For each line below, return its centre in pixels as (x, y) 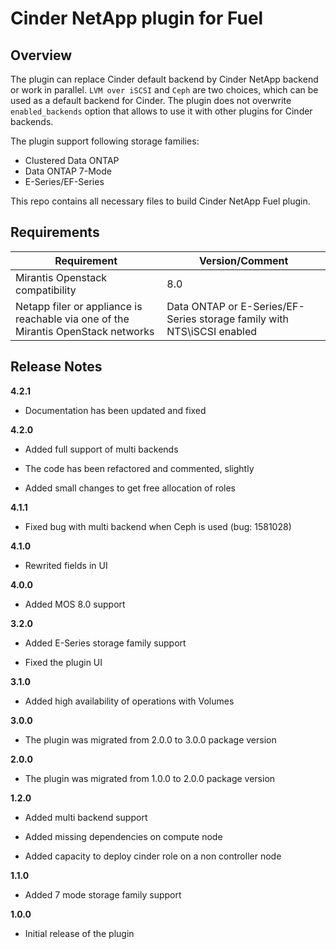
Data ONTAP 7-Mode (68, 171)
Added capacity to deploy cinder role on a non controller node (153, 856)
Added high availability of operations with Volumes (129, 701)
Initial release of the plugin (79, 933)
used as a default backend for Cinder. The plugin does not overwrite (151, 100)
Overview (41, 55)
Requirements (55, 232)
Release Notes (56, 367)
